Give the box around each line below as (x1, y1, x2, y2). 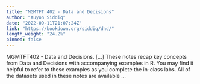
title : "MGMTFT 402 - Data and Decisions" (6, 8, 114, 15)
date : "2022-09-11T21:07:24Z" (6, 20, 83, 26)
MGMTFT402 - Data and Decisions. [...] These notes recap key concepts (6, 53, 187, 60)
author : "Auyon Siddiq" (6, 14, 66, 20)
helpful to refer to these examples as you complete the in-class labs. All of (6, 66, 191, 73)
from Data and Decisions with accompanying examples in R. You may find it (6, 59, 194, 67)
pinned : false (6, 37, 42, 43)
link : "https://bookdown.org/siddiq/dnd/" (6, 25, 114, 32)
